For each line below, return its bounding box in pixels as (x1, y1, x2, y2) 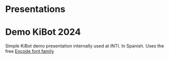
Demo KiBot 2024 (5, 26, 81, 38)
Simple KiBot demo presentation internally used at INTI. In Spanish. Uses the (5, 43, 164, 49)
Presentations (5, 3, 66, 15)
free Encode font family (5, 48, 54, 54)
